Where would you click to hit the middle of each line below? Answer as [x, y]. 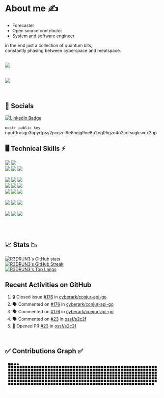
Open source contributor [37, 30]
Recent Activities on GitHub [48, 285]
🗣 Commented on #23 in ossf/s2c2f [49, 319]
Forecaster [23, 25]
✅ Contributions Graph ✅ [44, 351]
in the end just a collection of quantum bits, [49, 45]
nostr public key [23, 128]
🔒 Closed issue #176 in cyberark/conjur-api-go [59, 297]
